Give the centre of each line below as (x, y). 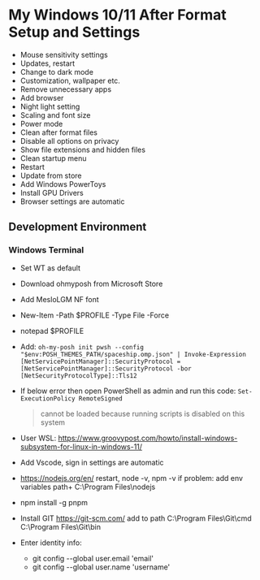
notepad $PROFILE (52, 331)
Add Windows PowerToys (63, 184)
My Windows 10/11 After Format (117, 15)
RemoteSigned (101, 398)
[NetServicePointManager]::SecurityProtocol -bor (106, 368)
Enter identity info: (51, 543)
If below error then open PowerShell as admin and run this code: (128, 391)
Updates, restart (48, 63)
